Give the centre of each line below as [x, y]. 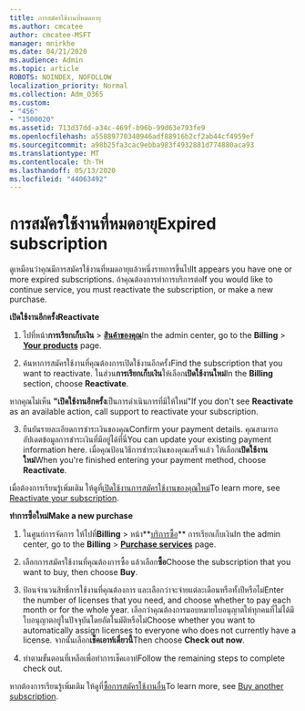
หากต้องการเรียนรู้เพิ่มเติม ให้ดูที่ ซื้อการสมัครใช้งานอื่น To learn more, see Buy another [147, 686]
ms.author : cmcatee [46, 26]
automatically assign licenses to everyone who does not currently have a [159, 631]
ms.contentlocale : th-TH [56, 162]
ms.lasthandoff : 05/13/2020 [63, 170]
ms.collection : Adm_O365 [56, 94]
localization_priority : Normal [69, 86]
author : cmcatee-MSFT [51, 35]
